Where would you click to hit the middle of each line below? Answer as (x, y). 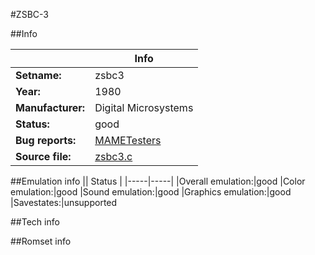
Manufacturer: (50, 107)
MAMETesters (128, 140)
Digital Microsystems (144, 107)
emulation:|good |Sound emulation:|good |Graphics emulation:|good (151, 192)
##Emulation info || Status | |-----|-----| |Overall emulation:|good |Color (158, 181)
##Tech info (35, 222)
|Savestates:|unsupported (64, 202)
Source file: (43, 156)
